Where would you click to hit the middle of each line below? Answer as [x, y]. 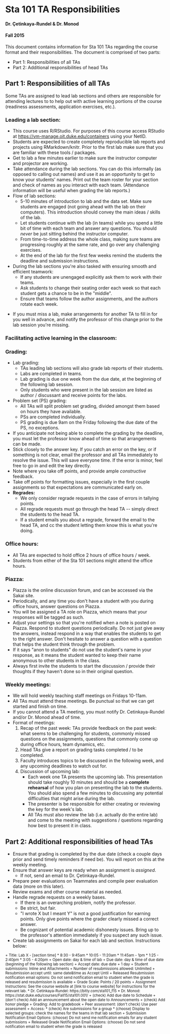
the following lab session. [47, 385]
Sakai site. [23, 595]
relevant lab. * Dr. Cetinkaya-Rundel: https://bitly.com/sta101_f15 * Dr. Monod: [73, 991]
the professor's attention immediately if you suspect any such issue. [92, 935]
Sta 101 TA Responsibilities [63, 9]
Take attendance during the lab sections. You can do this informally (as [87, 169]
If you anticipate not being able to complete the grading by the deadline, [88, 433]
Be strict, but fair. [38, 908]
